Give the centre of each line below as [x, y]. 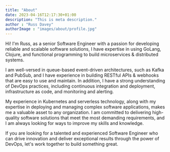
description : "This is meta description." [51, 19]
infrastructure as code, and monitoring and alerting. [59, 92]
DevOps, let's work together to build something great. [62, 144]
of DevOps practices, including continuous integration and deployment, [80, 86]
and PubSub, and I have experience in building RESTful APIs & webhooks [82, 75]
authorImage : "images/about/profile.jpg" [51, 29]
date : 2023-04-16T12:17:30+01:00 [41, 15]
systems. [15, 60]
